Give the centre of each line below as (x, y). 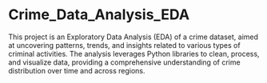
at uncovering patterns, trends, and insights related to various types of (125, 45)
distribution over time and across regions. (77, 70)
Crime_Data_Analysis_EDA (99, 15)
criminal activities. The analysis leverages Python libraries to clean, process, (134, 53)
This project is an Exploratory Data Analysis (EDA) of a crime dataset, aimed (133, 37)
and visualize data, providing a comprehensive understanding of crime (125, 62)
